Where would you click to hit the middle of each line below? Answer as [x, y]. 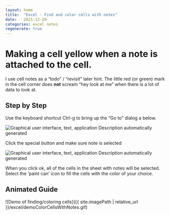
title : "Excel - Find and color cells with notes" [61, 15]
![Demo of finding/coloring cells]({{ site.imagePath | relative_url [72, 202]
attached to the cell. [48, 65]
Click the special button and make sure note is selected [64, 143]
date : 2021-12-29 [26, 19]
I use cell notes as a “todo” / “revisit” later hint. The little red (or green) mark [85, 79]
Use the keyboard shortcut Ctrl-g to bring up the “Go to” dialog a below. [81, 118]
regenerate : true [24, 29]
